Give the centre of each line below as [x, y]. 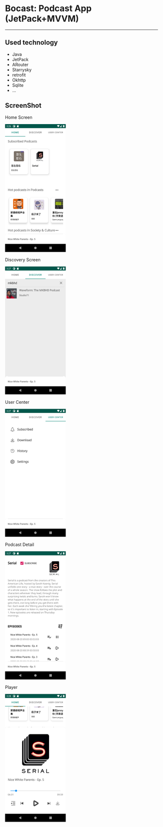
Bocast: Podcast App [49, 8]
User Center [17, 402]
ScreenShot [23, 105]
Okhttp [19, 80]
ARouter [20, 64]
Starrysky [22, 70]
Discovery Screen [23, 259]
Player [11, 687]
